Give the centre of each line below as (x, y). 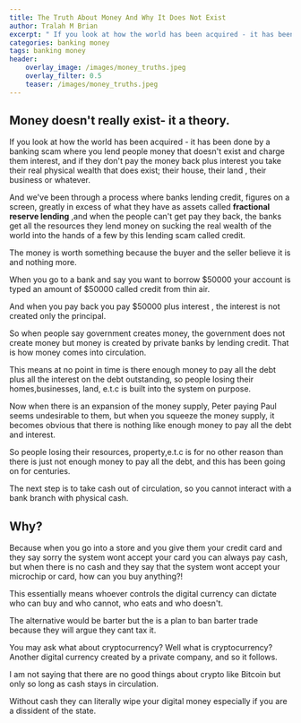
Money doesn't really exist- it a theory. (120, 120)
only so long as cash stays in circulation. (84, 684)
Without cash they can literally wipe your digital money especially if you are (149, 701)
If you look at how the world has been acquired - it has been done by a (140, 142)
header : (24, 59)
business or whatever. (50, 180)
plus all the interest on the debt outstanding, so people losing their (131, 379)
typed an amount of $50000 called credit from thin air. (110, 289)
